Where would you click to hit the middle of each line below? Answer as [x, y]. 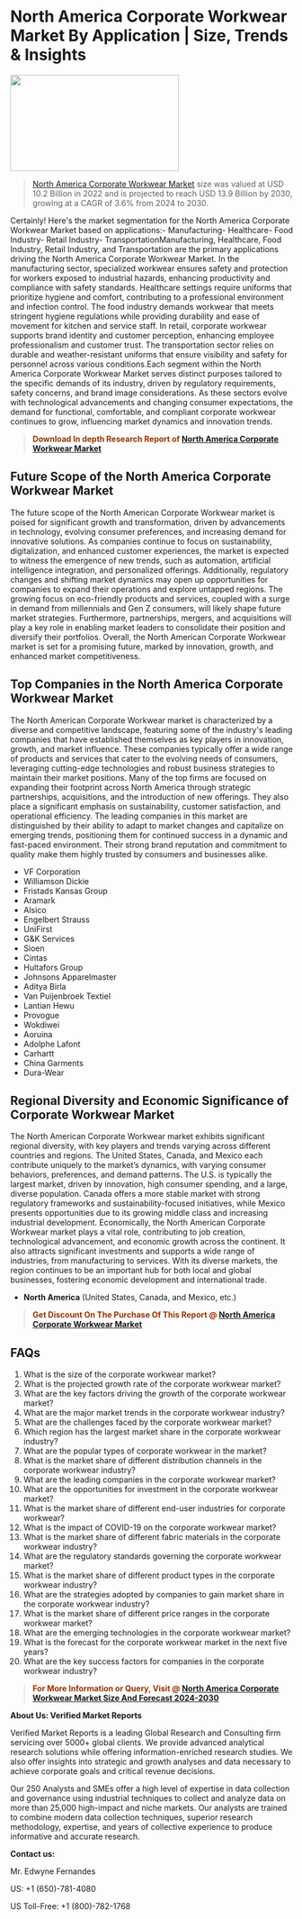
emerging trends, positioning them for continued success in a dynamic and [149, 835]
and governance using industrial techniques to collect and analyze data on [148, 1798]
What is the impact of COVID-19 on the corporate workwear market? [150, 1527]
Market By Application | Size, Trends [149, 36]
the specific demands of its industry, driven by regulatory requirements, [143, 383]
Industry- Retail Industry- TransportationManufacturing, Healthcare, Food [146, 240]
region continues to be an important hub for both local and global [131, 1271]
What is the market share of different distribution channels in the [142, 1461]
